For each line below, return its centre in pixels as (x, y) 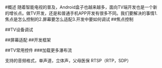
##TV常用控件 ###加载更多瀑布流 (38, 50)
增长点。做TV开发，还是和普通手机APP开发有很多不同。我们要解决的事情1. (83, 13)
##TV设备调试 (19, 30)
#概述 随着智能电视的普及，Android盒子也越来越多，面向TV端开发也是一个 (79, 7)
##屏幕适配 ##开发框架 (28, 40)
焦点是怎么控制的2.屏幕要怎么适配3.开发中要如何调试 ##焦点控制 (69, 19)
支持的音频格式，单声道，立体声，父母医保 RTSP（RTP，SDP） (68, 60)
